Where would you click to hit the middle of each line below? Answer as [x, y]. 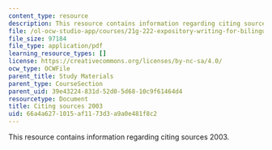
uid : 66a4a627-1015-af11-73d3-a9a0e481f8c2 [83, 114]
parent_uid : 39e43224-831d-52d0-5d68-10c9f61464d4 [96, 91]
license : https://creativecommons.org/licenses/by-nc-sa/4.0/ [115, 62]
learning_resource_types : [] [57, 54]
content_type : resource [49, 16]
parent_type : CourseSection [56, 84]
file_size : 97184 [38, 39]
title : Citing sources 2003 [56, 106]
